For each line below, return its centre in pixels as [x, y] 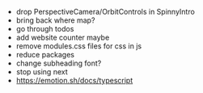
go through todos [45, 29]
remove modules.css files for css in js [79, 46]
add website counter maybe [63, 37]
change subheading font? [59, 63]
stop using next [42, 72]
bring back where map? [55, 20]
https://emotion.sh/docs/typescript [74, 80]
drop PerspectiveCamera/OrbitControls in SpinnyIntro [106, 12]
